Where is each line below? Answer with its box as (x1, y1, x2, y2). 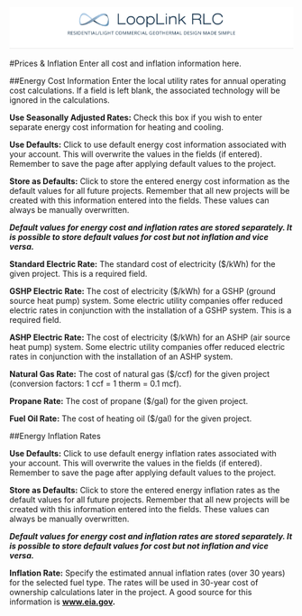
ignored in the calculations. (9, 95, 110, 106)
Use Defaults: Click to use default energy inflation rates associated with (9, 448, 277, 459)
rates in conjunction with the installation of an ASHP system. (9, 351, 233, 363)
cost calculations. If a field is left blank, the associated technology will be (9, 85, 281, 97)
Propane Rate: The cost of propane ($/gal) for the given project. (9, 396, 249, 407)
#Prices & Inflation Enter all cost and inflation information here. (9, 58, 242, 69)
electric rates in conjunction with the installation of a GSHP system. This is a (9, 305, 292, 316)
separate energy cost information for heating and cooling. (9, 122, 224, 133)
